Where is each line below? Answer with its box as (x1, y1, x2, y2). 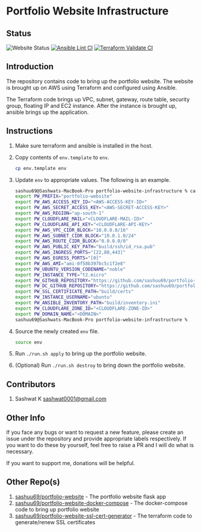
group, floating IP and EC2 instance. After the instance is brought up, (6, 102, 177, 109)
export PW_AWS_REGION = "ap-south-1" (14, 210, 105, 216)
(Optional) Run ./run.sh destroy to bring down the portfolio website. (14, 361, 185, 369)
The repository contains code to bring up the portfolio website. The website (6, 77, 194, 85)
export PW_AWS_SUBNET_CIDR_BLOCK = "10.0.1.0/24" (14, 233, 136, 239)
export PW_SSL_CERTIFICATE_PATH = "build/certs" (14, 289, 134, 295)
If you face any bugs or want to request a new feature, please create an (6, 429, 183, 436)
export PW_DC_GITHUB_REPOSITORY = (14, 283, 99, 289)
